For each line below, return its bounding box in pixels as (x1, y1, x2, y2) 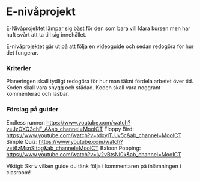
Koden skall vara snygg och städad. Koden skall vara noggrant (6, 84, 161, 91)
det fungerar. (6, 49, 39, 56)
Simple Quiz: (6, 138, 38, 145)
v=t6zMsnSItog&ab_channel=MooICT (6, 144, 99, 152)
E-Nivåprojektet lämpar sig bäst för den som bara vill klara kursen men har (6, 25, 190, 32)
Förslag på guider (6, 105, 59, 114)
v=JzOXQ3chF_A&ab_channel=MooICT (6, 125, 103, 132)
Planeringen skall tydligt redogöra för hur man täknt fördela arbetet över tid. (6, 77, 193, 85)
